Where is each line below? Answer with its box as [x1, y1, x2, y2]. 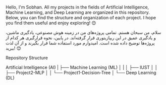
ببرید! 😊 [5, 45, 21, 51]
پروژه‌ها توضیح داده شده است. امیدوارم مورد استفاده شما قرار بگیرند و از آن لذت [5, 40, 155, 46]
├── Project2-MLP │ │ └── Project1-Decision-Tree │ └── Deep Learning [5, 70, 157, 76]
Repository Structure [5, 55, 49, 61]
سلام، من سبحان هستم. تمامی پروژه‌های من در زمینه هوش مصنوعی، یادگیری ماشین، [5, 30, 162, 35]
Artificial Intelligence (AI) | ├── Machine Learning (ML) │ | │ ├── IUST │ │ [5, 64, 158, 70]
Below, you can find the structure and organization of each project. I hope [5, 15, 156, 20]
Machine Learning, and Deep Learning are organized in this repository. [5, 9, 150, 15]
